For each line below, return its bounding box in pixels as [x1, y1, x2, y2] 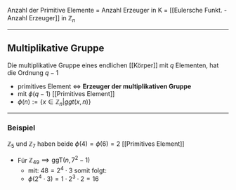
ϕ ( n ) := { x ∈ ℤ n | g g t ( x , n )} [17, 97, 91, 107]
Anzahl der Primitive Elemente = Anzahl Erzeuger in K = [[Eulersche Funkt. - [7, 6, 227, 14]
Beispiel [7, 123, 36, 133]
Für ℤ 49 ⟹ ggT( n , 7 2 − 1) [17, 154, 91, 165]
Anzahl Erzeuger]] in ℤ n [7, 14, 76, 24]
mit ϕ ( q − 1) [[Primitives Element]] [17, 89, 115, 97]
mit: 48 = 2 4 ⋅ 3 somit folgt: [27, 165, 107, 175]
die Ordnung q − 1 [7, 68, 59, 76]
